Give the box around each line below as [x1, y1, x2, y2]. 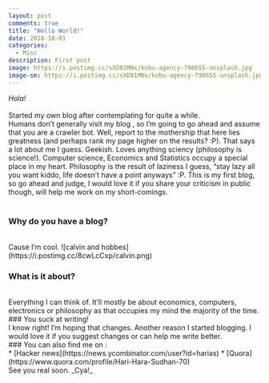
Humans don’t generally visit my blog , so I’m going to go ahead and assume [8, 119, 260, 128]
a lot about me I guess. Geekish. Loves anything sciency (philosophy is [8, 144, 243, 154]
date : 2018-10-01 [8, 34, 66, 42]
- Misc [15, 49, 38, 57]
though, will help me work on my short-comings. [8, 187, 168, 196]
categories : [8, 42, 48, 50]
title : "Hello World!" [8, 26, 84, 34]
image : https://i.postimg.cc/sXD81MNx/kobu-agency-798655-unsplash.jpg [8, 64, 252, 72]
